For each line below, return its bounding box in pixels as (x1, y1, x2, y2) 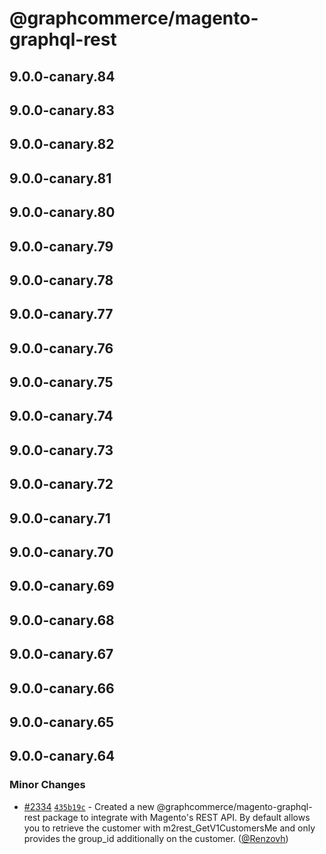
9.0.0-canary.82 (9, 136, 115, 153)
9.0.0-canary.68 (9, 612, 115, 629)
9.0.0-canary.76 (9, 340, 114, 357)
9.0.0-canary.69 (9, 578, 115, 595)
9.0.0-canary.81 (9, 170, 112, 187)
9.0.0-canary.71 (9, 510, 111, 527)
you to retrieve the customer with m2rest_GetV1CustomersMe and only (23, 822, 316, 834)
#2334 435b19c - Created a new (23, 800, 155, 812)
